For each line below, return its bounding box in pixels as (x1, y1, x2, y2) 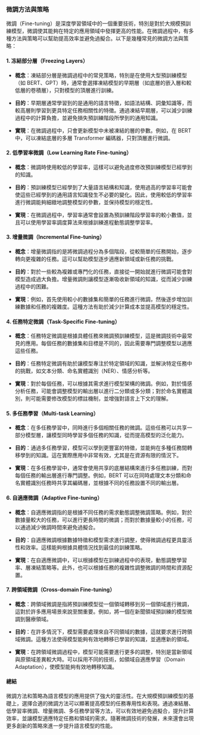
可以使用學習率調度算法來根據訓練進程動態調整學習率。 (20, 219, 156, 226)
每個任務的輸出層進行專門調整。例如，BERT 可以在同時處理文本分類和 (14, 472, 186, 479)
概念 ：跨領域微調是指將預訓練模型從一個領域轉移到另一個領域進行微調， (14, 600, 192, 607)
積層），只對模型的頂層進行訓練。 (35, 87, 117, 94)
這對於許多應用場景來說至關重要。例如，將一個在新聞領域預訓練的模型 (14, 608, 187, 615)
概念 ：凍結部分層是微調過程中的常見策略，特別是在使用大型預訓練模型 (14, 72, 187, 79)
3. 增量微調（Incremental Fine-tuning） (6, 233, 105, 241)
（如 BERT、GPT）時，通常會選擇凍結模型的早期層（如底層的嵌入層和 (14, 79, 186, 86)
